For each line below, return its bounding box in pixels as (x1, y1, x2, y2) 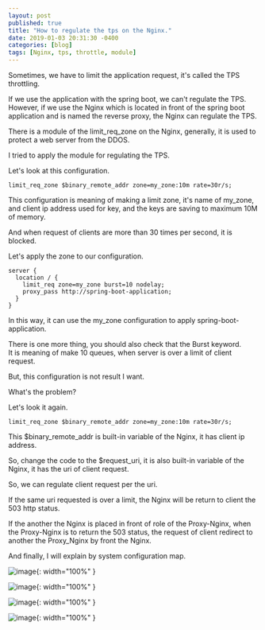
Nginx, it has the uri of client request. (8, 465, 129, 473)
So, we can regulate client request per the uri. (8, 480, 158, 489)
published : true (8, 19, 62, 27)
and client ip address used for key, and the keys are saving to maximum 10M (8, 204, 258, 213)
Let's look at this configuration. (8, 166, 109, 175)
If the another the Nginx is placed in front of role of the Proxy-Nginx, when (8, 519, 252, 528)
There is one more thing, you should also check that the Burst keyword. (8, 340, 242, 348)
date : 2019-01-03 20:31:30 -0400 (8, 33, 119, 42)
